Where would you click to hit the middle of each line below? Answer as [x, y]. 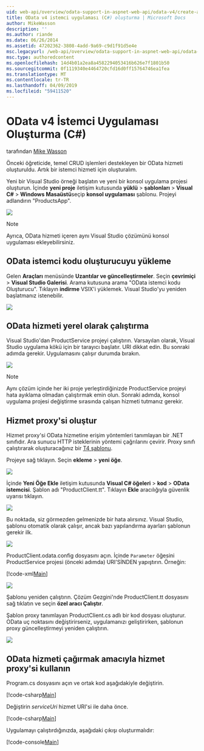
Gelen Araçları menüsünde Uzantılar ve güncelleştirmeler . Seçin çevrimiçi [101, 276]
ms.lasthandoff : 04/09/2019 [42, 86]
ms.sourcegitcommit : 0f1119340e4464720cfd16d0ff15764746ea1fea [88, 69]
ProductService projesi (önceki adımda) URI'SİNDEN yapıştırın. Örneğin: [96, 562]
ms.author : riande [29, 35]
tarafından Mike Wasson [37, 151]
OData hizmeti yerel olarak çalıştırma [78, 326]
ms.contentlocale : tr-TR [38, 80]
